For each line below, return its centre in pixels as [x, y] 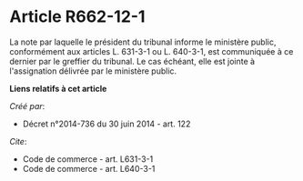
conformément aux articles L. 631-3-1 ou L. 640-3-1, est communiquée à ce [151, 51]
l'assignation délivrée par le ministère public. [93, 71]
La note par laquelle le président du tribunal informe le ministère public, [143, 42]
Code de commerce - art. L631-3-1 [88, 159]
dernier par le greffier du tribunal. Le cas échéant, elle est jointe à [132, 61]
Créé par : [27, 106]
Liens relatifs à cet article [58, 88]
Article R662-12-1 [77, 17]
